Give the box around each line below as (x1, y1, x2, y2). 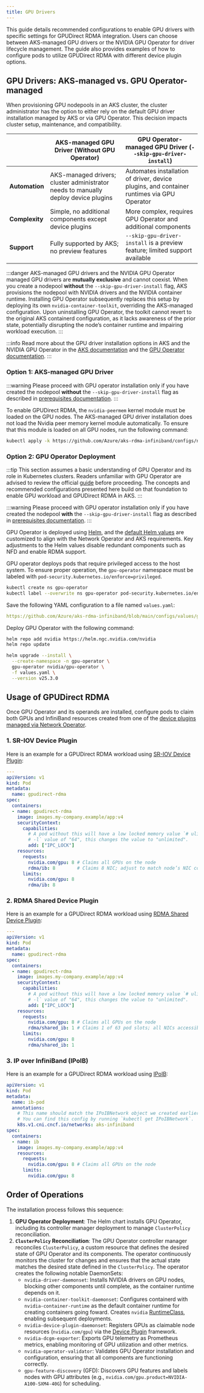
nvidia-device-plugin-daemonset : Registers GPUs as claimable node (24, 1321, 195, 1328)
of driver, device (125, 174, 172, 183)
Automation (9, 182, 44, 191)
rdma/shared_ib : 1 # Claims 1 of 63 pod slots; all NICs (28, 1025, 175, 1031)
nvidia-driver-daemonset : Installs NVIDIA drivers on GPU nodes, (24, 1276, 185, 1283)
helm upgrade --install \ (6, 653, 72, 659)
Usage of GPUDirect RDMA (6, 692, 110, 703)
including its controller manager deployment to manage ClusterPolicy (15, 1224, 191, 1231)
